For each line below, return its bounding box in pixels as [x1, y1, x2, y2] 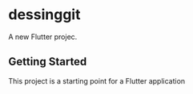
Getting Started [8, 55, 87, 69]
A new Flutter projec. [8, 32, 78, 41]
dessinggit [8, 6, 81, 24]
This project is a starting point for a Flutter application [8, 76, 186, 85]
